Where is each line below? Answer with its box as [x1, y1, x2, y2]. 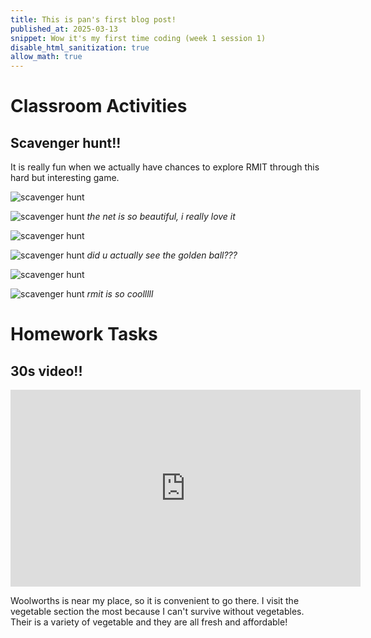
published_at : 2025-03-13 [10, 24, 118, 34]
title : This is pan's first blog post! [10, 14, 177, 25]
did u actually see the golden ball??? [86, 249, 238, 261]
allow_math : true [10, 52, 83, 62]
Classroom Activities [10, 95, 188, 118]
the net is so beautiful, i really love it [86, 211, 236, 223]
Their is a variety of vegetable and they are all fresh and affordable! [10, 616, 288, 628]
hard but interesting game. [10, 172, 120, 184]
